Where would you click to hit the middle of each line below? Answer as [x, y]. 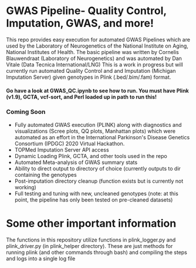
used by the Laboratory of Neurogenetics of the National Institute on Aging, [97, 46]
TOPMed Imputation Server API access [62, 150]
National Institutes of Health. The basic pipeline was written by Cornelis [92, 52]
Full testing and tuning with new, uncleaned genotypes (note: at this [97, 193]
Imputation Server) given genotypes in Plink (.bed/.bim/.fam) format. [89, 77]
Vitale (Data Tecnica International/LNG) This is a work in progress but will [94, 64]
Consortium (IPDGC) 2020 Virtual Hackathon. [70, 143]
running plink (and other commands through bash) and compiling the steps [97, 252]
